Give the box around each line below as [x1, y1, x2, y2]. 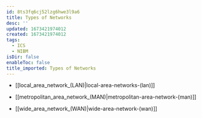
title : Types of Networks [6, 15, 72, 21]
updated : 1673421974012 [6, 25, 67, 32]
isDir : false [6, 54, 39, 60]
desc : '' [6, 20, 29, 26]
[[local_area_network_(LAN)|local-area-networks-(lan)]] [15, 82, 155, 89]
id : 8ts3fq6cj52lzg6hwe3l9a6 [6, 8, 80, 15]
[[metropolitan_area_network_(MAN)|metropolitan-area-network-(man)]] [15, 93, 197, 100]
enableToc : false [6, 59, 50, 65]
